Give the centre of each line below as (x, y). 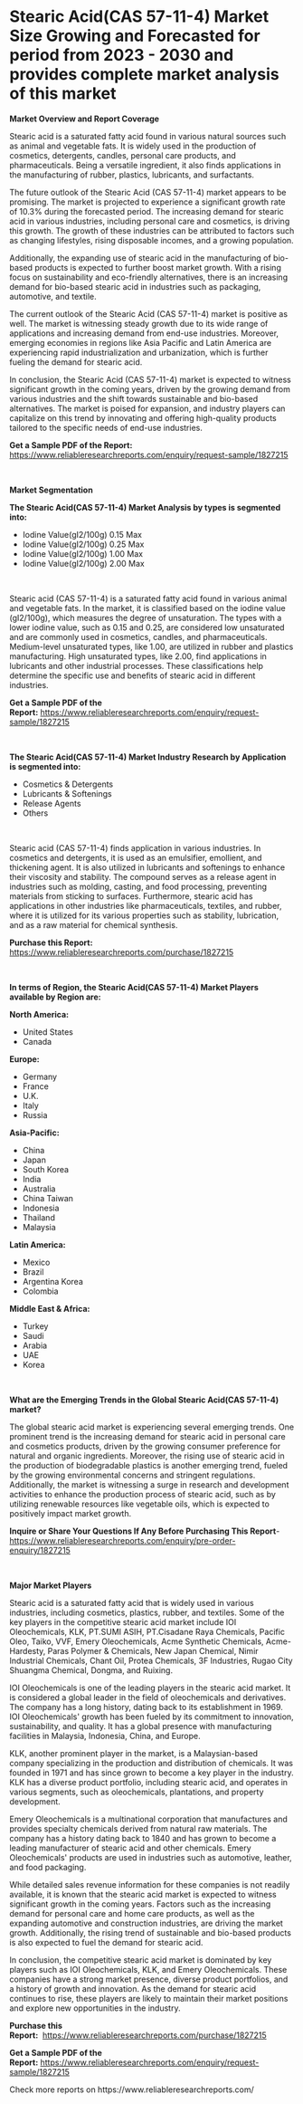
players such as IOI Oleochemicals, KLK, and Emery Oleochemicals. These (148, 1969)
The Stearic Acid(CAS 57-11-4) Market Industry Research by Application (148, 757)
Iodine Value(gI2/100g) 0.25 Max (83, 544)
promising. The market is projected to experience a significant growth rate (148, 202)
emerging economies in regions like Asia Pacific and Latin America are (141, 342)
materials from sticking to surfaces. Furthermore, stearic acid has (131, 896)
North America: (39, 1014)
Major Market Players (51, 1585)
